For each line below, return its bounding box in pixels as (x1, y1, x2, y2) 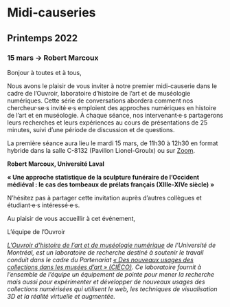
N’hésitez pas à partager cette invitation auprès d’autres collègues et (7, 193, 203, 202)
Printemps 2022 (7, 32, 78, 44)
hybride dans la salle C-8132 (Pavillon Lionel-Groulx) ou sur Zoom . (7, 146, 196, 154)
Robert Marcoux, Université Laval (7, 160, 105, 168)
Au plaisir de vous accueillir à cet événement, (7, 214, 136, 222)
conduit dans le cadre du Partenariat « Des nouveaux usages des (7, 255, 194, 264)
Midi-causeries (7, 5, 96, 21)
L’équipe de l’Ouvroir (7, 227, 66, 235)
